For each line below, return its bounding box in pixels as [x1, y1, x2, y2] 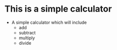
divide [18, 40, 32, 46]
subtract [18, 30, 36, 35]
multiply [18, 35, 35, 41]
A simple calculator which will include [11, 19, 87, 25]
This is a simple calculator [4, 3, 112, 15]
